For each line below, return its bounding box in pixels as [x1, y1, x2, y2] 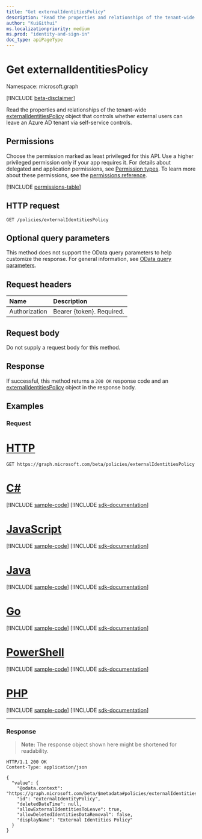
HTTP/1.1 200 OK [6, 759, 47, 765]
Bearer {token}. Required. [53, 307, 124, 316]
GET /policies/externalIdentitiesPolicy [6, 216, 109, 223]
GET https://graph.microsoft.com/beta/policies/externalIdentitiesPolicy [6, 462, 195, 468]
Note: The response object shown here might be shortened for [20, 741, 177, 748]
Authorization [9, 307, 47, 316]
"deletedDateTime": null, [17, 801, 82, 807]
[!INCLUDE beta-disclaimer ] [6, 94, 75, 101]
